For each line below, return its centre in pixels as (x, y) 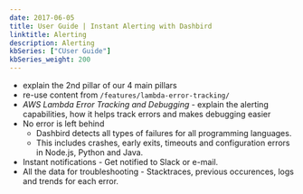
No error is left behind (63, 124)
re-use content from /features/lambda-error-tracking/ (126, 95)
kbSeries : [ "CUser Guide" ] (60, 51)
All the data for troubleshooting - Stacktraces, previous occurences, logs (158, 171)
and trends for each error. (71, 181)
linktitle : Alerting (48, 34)
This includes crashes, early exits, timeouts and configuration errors (163, 143)
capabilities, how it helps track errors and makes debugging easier (147, 114)
